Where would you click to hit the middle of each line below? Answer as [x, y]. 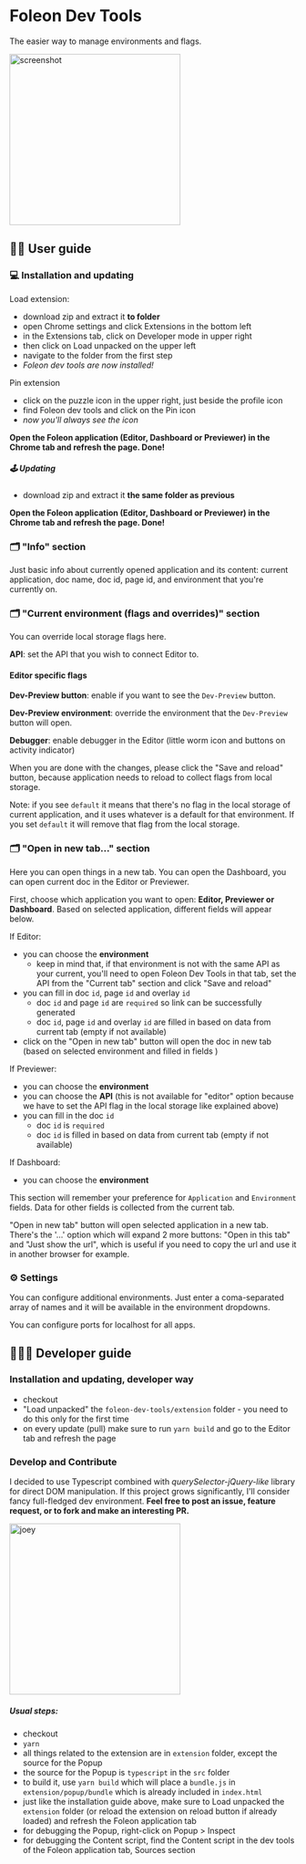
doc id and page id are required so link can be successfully [149, 1002]
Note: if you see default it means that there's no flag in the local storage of [150, 805]
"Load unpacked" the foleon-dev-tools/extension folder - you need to [155, 1409]
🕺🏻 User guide [51, 249]
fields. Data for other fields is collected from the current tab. [122, 1207]
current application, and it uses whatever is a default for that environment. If [152, 815]
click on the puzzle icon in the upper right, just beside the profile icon [153, 400]
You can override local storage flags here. [88, 637]
